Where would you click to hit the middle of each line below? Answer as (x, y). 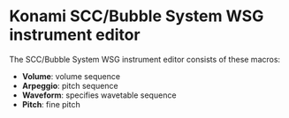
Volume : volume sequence (71, 76)
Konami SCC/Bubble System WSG (137, 16)
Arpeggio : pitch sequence (70, 85)
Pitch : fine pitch (51, 104)
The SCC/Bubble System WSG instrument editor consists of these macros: (145, 59)
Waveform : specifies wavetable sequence (99, 95)
